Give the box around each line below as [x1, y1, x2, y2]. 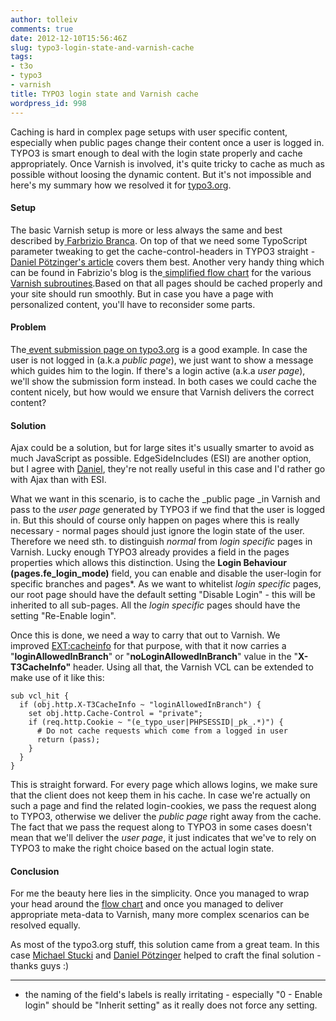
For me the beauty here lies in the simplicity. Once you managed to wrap [10, 887, 310, 900]
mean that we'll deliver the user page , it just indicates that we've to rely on [10, 832, 317, 844]
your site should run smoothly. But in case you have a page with [10, 287, 274, 300]
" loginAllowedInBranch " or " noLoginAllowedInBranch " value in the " [10, 651, 299, 663]
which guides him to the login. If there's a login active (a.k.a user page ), [10, 364, 306, 376]
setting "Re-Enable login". [10, 610, 117, 622]
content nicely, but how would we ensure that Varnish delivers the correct [10, 386, 315, 398]
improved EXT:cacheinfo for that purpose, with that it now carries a [10, 640, 287, 652]
